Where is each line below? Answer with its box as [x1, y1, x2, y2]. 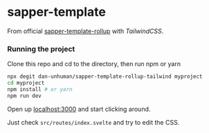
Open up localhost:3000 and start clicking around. [7, 105, 151, 113]
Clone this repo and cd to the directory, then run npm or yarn [7, 60, 181, 68]
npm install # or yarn [7, 85, 73, 93]
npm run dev [7, 92, 42, 99]
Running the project [7, 44, 75, 54]
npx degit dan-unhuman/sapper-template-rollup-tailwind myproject [7, 73, 203, 80]
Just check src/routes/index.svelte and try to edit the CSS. [7, 118, 180, 126]
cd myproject [7, 80, 45, 87]
